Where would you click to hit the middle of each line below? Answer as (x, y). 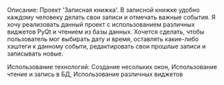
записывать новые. (35, 53)
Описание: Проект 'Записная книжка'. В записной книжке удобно (103, 10)
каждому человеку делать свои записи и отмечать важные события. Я (111, 17)
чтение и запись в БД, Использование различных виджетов (95, 74)
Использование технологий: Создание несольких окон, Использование (112, 67)
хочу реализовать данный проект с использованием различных (101, 24)
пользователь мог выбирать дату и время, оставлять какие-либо (103, 39)
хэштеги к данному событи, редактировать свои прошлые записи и (107, 46)
